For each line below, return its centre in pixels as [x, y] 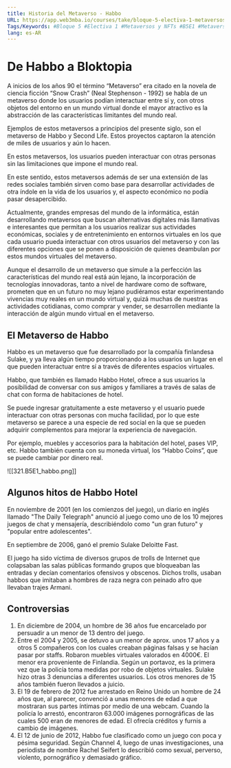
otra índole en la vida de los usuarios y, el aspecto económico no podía [108, 192]
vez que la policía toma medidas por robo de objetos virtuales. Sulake [115, 670]
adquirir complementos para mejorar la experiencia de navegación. [102, 430]
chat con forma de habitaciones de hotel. [65, 394]
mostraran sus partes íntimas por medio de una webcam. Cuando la [113, 706]
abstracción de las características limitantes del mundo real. [92, 115]
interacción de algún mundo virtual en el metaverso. [81, 313]
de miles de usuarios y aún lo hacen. [59, 143]
